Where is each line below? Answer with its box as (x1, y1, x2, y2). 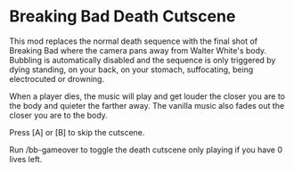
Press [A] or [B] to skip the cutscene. (9, 127, 145, 137)
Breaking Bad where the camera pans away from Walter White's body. (9, 45, 267, 55)
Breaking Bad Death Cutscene (9, 6, 236, 27)
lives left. (9, 153, 43, 164)
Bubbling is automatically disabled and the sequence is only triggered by (9, 54, 276, 65)
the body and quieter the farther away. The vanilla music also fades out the (9, 100, 285, 111)
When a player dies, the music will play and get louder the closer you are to (9, 91, 285, 102)
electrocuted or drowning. (9, 73, 105, 84)
